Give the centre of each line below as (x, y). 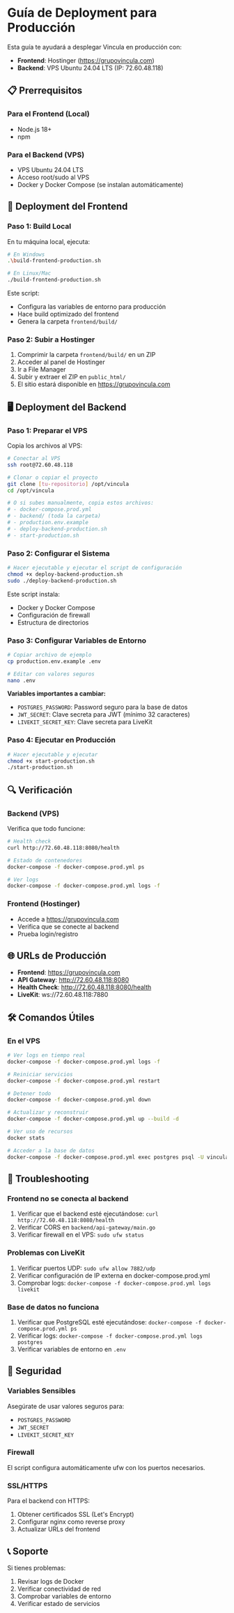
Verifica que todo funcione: (46, 829)
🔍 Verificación (40, 790)
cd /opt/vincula (31, 490)
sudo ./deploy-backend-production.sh (62, 581)
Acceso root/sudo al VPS (53, 177)
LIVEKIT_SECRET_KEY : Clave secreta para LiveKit (85, 722)
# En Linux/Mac (29, 273)
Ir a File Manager (41, 369)
